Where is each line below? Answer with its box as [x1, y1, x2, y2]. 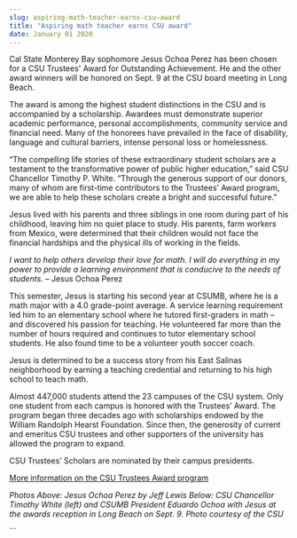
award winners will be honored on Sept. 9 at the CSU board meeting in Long [9, 73, 288, 83]
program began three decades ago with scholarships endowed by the [9, 410, 264, 421]
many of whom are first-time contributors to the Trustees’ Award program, [9, 183, 280, 194]
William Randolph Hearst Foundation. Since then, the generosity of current [9, 419, 281, 431]
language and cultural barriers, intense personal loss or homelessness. [9, 137, 269, 147]
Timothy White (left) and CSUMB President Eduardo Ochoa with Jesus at [9, 499, 277, 510]
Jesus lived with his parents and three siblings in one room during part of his [9, 210, 289, 220]
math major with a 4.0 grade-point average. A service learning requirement [9, 300, 284, 311]
